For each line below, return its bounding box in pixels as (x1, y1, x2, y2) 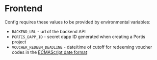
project (11, 39, 26, 44)
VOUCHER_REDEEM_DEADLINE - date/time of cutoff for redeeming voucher (11, 44, 153, 50)
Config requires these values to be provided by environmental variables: (4, 19, 151, 25)
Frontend (4, 3, 43, 14)
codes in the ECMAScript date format (11, 49, 87, 55)
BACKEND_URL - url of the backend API (11, 28, 86, 34)
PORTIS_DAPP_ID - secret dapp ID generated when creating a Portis (11, 34, 146, 40)
